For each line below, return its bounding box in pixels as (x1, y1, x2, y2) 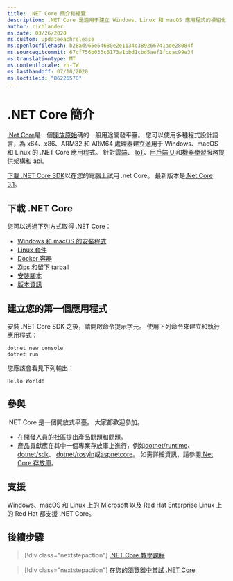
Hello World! (7, 377, 45, 385)
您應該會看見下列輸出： (7, 363, 74, 372)
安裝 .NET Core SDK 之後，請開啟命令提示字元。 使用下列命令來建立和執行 (7, 322, 221, 330)
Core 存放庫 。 (17, 458, 58, 467)
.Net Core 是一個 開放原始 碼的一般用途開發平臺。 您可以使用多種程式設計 (7, 131, 213, 139)
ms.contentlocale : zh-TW (7, 62, 79, 69)
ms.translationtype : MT (7, 55, 76, 62)
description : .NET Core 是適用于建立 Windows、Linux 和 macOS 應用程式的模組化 (7, 17, 227, 24)
